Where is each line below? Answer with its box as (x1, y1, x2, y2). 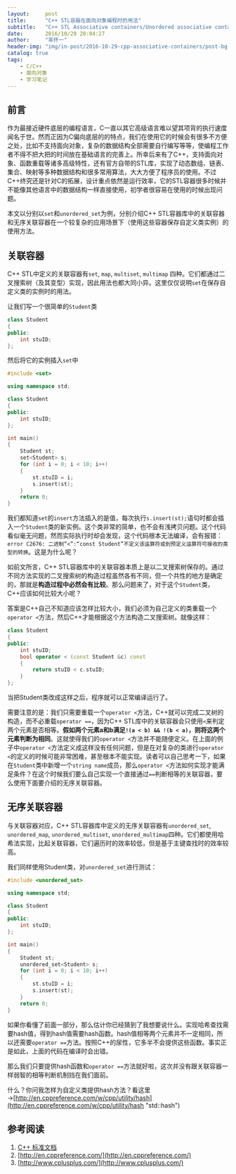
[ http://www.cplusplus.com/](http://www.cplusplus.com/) (17, 1158, 184, 1167)
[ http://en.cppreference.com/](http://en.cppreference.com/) (17, 1151, 192, 1160)
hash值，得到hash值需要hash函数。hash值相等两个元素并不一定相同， (13, 1029, 218, 1037)
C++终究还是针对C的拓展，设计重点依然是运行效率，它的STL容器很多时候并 (7, 177, 227, 185)
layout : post (7, 10, 58, 18)
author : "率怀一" (7, 37, 67, 44)
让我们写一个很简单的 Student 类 (7, 302, 98, 310)
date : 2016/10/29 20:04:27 (7, 30, 105, 37)
